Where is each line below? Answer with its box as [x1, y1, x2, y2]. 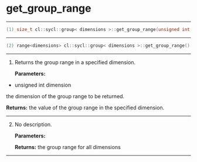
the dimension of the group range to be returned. [6, 92, 125, 99]
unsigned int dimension [14, 81, 72, 88]
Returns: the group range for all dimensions [14, 143, 121, 150]
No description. [14, 120, 52, 127]
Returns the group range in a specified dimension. [14, 58, 136, 66]
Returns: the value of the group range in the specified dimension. [6, 104, 165, 111]
